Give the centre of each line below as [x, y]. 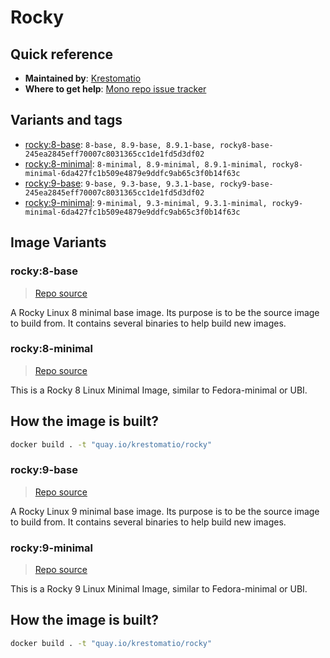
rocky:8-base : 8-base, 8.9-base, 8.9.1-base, [120, 144]
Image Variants [58, 242]
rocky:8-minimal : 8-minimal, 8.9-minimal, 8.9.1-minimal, [146, 163]
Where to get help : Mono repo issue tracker [115, 89]
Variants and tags [66, 120]
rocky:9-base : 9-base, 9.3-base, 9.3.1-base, [120, 183]
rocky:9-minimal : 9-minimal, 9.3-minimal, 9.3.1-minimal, [146, 202]
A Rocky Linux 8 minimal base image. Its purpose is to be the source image [165, 312]
